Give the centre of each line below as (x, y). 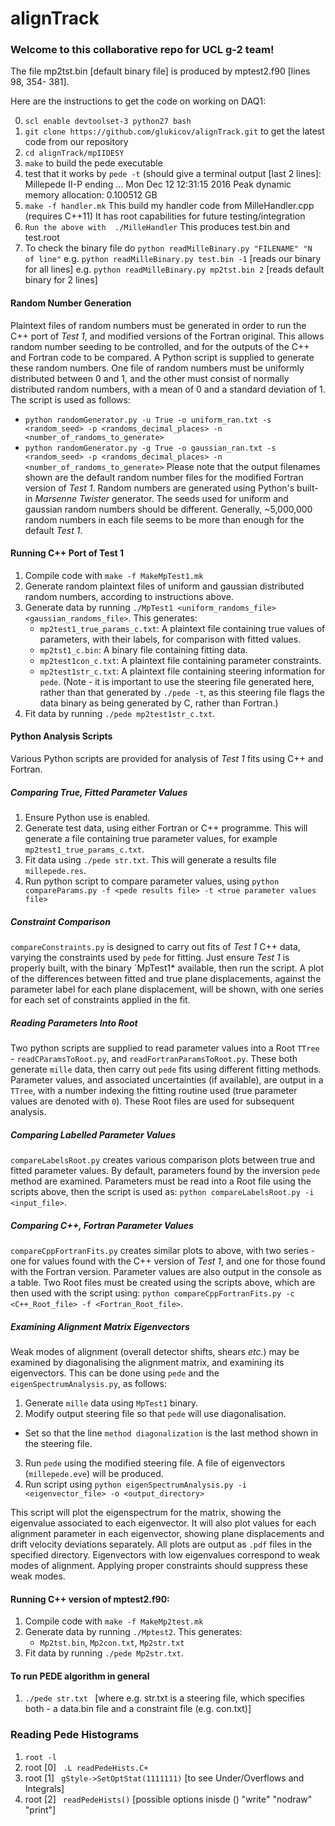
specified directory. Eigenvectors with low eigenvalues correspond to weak (165, 1554)
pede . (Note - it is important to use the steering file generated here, (177, 681)
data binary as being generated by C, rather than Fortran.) (159, 703)
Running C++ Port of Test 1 (67, 553)
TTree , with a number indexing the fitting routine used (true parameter (154, 1090)
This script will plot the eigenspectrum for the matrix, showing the (146, 1512)
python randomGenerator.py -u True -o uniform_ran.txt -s (148, 420)
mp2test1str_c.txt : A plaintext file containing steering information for (182, 671)
